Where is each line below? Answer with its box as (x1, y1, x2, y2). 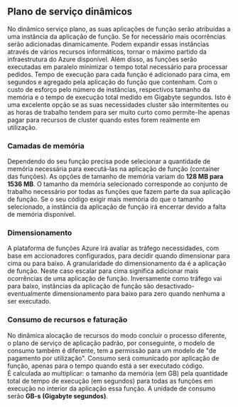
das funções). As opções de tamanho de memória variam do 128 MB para (7, 172, 224, 181)
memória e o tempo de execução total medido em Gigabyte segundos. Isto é (7, 93, 232, 101)
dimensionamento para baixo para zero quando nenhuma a (52, 289, 225, 298)
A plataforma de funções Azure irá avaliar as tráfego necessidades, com (7, 244, 220, 252)
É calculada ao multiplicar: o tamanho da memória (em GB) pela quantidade (7, 369, 229, 377)
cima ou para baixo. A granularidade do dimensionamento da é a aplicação (7, 259, 227, 268)
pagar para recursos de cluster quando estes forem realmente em (7, 115, 200, 124)
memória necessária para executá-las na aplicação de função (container (7, 165, 220, 173)
